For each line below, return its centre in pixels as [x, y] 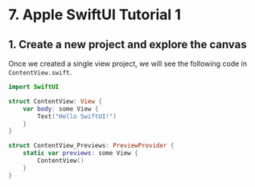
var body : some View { [61, 109]
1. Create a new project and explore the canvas [127, 45]
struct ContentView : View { [56, 101]
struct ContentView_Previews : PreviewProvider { [91, 146]
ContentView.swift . [40, 72]
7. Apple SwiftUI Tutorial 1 [95, 15]
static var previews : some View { [80, 153]
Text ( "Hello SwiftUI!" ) [77, 116]
